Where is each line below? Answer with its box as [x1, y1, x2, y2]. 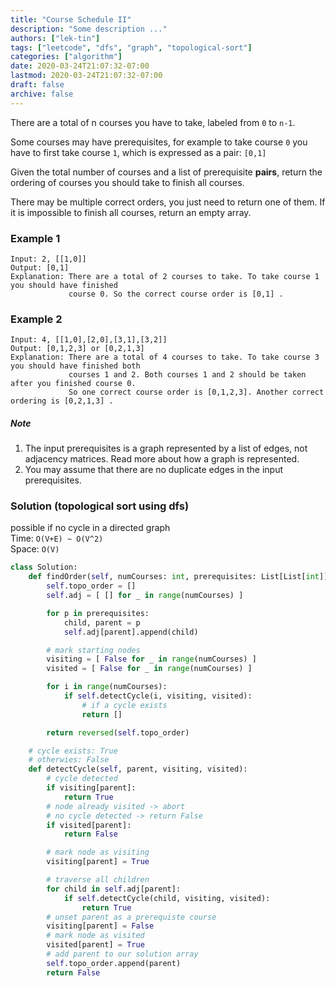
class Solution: [10, 562, 78, 573]
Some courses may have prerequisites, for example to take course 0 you [10, 136, 308, 148]
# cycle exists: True [28, 746, 118, 756]
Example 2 [10, 312, 63, 326]
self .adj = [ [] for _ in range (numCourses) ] [46, 591, 244, 601]
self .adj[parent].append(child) [63, 627, 199, 637]
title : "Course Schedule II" [10, 14, 132, 25]
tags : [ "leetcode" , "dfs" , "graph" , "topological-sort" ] [10, 42, 253, 53]
